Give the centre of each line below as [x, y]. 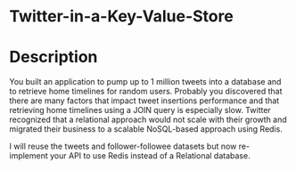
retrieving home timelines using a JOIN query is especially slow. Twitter [140, 110]
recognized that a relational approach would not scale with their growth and [148, 120]
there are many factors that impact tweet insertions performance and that [144, 101]
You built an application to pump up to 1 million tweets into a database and [145, 82]
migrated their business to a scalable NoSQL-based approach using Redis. [146, 129]
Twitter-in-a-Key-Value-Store [121, 16]
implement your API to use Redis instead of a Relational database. [130, 156]
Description [53, 57]
